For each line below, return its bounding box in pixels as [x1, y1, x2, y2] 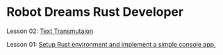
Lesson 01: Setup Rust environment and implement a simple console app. [6, 40, 216, 48]
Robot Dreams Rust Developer [6, 4, 184, 20]
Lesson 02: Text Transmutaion [6, 27, 94, 35]
